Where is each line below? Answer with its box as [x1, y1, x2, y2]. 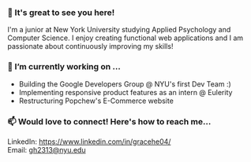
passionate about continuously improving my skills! [7, 42, 174, 51]
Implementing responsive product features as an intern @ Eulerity [18, 87, 233, 97]
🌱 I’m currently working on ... [7, 61, 122, 72]
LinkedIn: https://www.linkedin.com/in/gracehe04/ [7, 137, 171, 146]
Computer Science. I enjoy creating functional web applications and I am [7, 33, 244, 42]
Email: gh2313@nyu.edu [7, 145, 86, 154]
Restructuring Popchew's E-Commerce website [18, 96, 174, 105]
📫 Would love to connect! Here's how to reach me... [7, 116, 212, 127]
